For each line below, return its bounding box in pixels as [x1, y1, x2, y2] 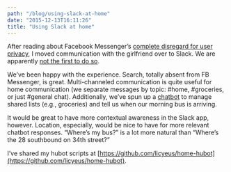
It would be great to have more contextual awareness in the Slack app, [7, 114, 209, 122]
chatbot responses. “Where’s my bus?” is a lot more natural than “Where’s [7, 128, 219, 136]
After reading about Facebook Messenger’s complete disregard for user [7, 42, 214, 51]
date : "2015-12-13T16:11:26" [7, 17, 92, 24]
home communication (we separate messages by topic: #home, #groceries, [7, 85, 225, 94]
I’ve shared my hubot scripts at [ [7, 149, 100, 157]
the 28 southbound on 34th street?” [7, 136, 110, 144]
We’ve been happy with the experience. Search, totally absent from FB [7, 70, 210, 79]
